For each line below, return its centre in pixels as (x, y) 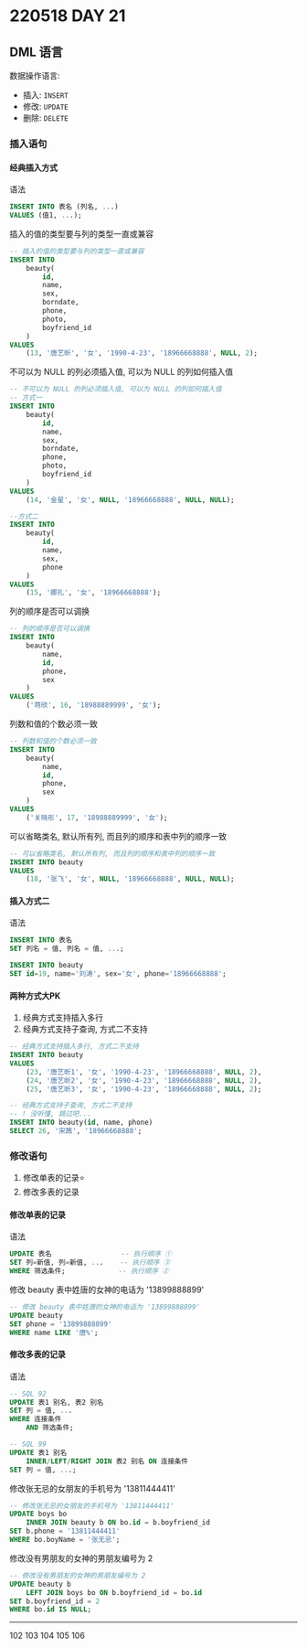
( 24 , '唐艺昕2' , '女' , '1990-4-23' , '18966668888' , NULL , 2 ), (144, 1080)
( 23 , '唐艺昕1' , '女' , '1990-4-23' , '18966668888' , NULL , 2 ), (144, 1072)
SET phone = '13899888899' (61, 1324)
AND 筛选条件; (50, 1428)
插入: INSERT (45, 95)
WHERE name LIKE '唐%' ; (54, 1332)
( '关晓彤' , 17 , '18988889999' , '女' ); (97, 818)
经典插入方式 (33, 167)
